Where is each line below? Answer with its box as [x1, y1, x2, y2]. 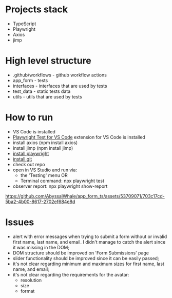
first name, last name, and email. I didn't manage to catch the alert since [12, 239, 166, 245]
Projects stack [5, 4, 68, 15]
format [20, 288, 35, 294]
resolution [20, 277, 42, 283]
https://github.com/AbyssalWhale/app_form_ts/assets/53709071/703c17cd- [5, 193, 165, 199]
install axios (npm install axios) [12, 140, 78, 146]
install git [12, 155, 32, 162]
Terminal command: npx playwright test [20, 177, 104, 184]
